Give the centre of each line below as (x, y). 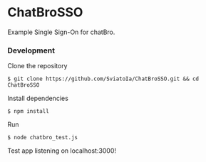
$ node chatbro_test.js (43, 138)
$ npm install (29, 112)
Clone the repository (37, 66)
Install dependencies (38, 98)
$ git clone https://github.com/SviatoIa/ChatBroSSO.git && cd (103, 79)
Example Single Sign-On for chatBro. (61, 32)
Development (31, 50)
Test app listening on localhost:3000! (62, 151)
